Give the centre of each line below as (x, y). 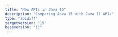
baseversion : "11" (24, 27)
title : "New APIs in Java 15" (36, 9)
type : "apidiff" (21, 18)
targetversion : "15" (26, 23)
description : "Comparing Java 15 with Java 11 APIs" (59, 14)
